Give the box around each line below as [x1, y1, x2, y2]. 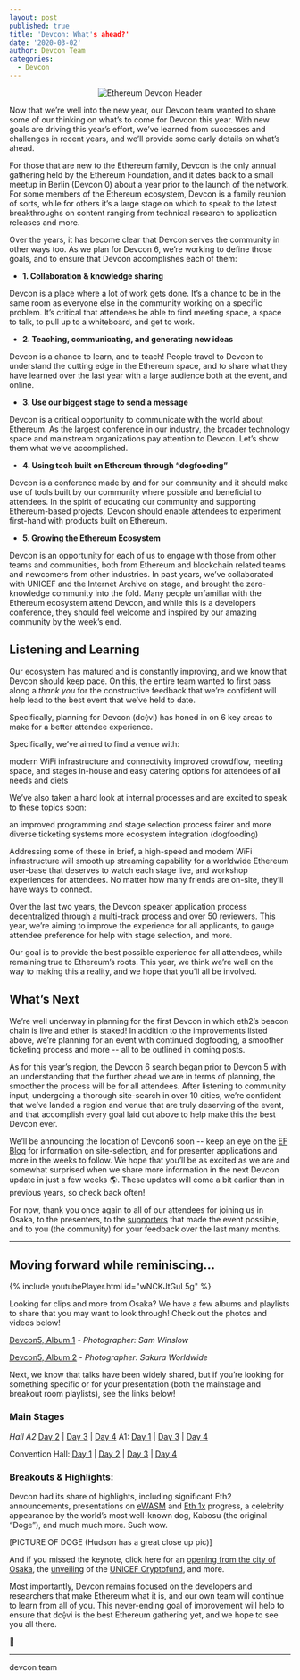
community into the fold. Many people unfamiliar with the [52, 587, 262, 599]
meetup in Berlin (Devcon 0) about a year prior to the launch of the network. [9, 179, 289, 189]
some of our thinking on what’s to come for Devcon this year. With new [9, 113, 271, 125]
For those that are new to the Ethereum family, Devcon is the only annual [9, 160, 277, 171]
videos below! [9, 1317, 61, 1328]
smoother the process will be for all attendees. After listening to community [9, 1080, 287, 1091]
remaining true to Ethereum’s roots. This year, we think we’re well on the [9, 956, 274, 967]
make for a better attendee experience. [9, 721, 154, 732]
